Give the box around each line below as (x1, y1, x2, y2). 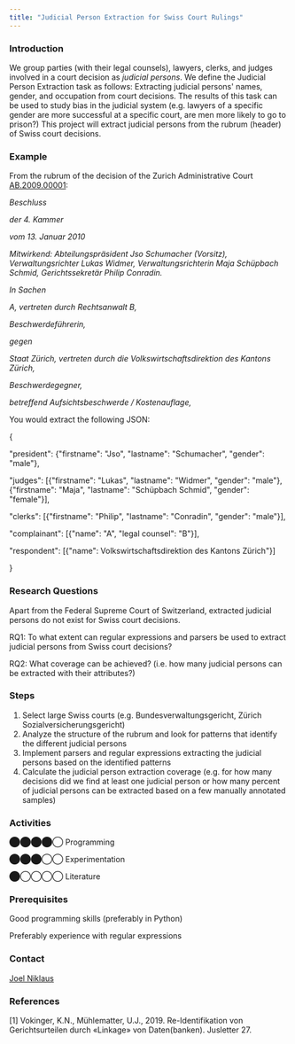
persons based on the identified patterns (21, 757, 171, 767)
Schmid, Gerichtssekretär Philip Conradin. (9, 268, 163, 278)
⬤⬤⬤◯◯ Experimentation (9, 854, 126, 865)
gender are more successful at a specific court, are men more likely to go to (9, 109, 286, 120)
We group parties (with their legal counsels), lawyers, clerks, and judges (9, 62, 273, 73)
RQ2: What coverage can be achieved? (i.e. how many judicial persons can (9, 658, 283, 669)
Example (9, 150, 48, 162)
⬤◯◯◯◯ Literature (9, 871, 101, 882)
